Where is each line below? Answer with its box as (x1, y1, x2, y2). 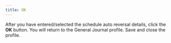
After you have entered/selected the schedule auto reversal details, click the (5, 21, 166, 27)
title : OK (5, 7, 27, 13)
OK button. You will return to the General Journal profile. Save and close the (5, 26, 165, 33)
